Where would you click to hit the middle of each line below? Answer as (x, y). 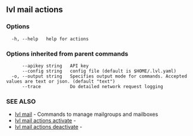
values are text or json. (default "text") (61, 81)
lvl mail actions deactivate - (48, 127)
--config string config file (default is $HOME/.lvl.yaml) (99, 71)
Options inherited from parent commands (67, 54)
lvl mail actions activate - (45, 121)
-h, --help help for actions (50, 39)
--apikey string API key (55, 66)
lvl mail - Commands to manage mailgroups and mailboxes (86, 114)
